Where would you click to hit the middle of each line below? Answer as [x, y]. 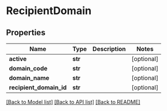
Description [109, 49]
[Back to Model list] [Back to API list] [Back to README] [73, 102]
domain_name [29, 78]
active [18, 59]
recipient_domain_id [38, 88]
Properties [26, 33]
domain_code [28, 68]
